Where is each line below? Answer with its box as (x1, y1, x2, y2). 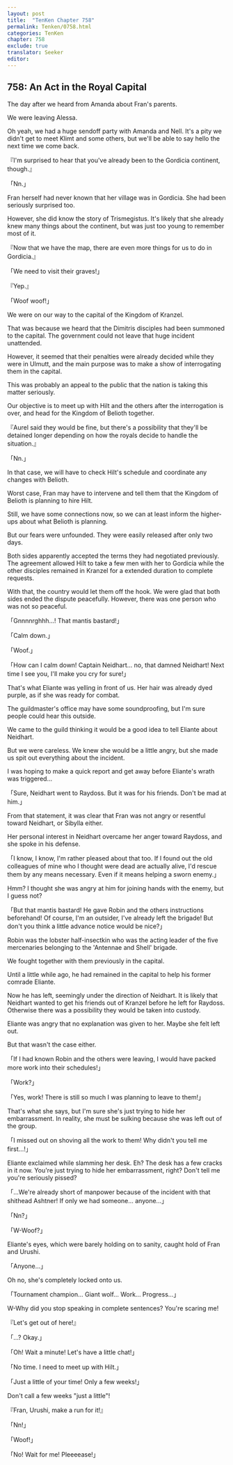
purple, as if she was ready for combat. (7, 691, 120, 699)
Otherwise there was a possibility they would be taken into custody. (7, 1005, 201, 1014)
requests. (7, 574, 35, 582)
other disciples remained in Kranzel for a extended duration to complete (7, 566, 214, 574)
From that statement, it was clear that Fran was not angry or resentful (7, 811, 206, 820)
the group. (7, 1122, 37, 1130)
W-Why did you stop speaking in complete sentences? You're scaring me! (7, 1303, 219, 1313)
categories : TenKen (7, 29, 64, 37)
